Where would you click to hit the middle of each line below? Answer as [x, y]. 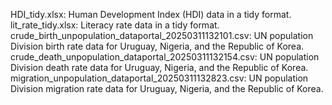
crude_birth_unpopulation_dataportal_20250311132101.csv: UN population [162, 35]
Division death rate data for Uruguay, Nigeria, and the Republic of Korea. [159, 67]
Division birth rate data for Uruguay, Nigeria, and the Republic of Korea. [157, 46]
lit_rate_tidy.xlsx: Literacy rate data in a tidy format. [115, 25]
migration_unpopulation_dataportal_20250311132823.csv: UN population [159, 78]
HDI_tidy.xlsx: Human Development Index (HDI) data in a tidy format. [151, 14]
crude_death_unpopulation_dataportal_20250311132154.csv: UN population [165, 57]
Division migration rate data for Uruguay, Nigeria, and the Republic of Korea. [167, 88]
